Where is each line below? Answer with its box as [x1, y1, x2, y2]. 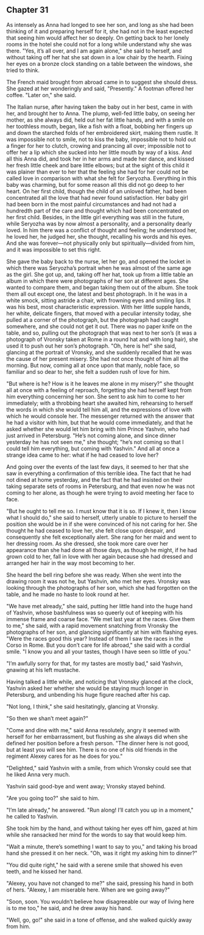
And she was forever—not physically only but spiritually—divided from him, [6, 239, 195, 247]
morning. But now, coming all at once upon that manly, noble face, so [6, 362, 180, 369]
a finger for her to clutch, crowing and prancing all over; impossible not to [6, 142, 191, 149]
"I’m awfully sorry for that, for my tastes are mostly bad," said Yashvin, [6, 660, 183, 667]
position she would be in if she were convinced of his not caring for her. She [6, 520, 198, 528]
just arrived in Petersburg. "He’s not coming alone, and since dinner [6, 432, 176, 439]
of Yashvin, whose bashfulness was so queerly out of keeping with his [6, 609, 183, 616]
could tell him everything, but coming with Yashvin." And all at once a [6, 445, 180, 452]
